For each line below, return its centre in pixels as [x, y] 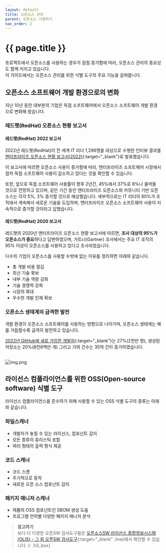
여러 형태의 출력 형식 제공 [37, 445]
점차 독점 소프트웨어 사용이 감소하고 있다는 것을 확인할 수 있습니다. [69, 173]
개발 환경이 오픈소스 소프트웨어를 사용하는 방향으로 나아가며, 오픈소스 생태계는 [81, 324]
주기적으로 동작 [27, 478]
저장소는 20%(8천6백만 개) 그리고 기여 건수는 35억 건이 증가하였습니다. [74, 347]
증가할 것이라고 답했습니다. [48, 209]
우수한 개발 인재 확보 [32, 298]
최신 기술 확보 [26, 273]
